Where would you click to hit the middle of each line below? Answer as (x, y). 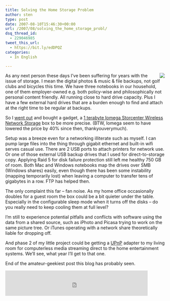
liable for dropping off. (28, 233)
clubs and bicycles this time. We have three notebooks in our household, (81, 87)
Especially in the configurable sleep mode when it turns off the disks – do (82, 202)
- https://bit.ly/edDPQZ (36, 48)
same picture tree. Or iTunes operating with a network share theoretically (81, 228)
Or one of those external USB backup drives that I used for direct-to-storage (85, 154)
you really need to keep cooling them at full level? (57, 207)
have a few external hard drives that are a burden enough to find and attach (84, 103)
